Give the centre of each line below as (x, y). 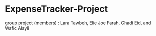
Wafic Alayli (17, 28)
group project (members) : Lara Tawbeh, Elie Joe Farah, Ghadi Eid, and (78, 23)
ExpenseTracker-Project (57, 9)
